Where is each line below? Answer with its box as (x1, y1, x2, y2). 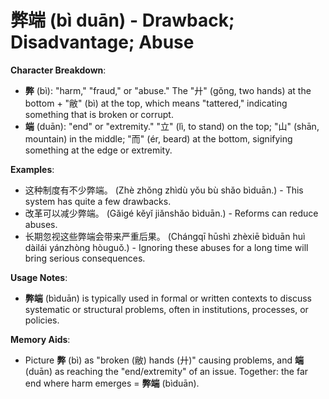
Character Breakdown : (10, 64, 107, 76)
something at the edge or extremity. (24, 144, 173, 156)
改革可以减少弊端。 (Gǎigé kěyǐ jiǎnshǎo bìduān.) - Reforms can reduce (24, 207, 319, 219)
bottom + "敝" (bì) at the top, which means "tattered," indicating (24, 97, 288, 109)
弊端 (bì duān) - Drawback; (10, 9, 235, 32)
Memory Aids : (10, 333, 71, 345)
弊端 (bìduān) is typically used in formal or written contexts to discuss (24, 292, 313, 304)
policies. (24, 314, 60, 326)
